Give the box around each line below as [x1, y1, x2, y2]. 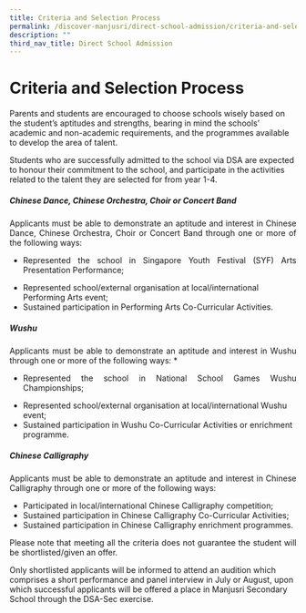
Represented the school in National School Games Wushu [22, 373, 297, 383]
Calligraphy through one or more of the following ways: [9, 483, 217, 494]
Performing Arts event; [22, 292, 109, 303]
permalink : [9, 22, 51, 31]
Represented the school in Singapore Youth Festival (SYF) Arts [22, 255, 297, 266]
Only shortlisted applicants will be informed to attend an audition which [9, 565, 276, 576]
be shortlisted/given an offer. [9, 547, 118, 558]
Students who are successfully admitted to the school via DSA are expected [9, 155, 294, 166]
